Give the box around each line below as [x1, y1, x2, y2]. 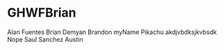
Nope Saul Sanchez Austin [7, 35, 83, 43]
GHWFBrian [7, 5, 76, 21]
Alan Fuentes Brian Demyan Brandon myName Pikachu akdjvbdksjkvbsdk [7, 28, 217, 36]
